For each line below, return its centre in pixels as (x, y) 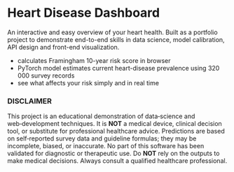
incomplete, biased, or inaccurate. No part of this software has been (106, 146)
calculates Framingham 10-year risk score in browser (94, 60)
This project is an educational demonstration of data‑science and (101, 116)
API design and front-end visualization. (63, 47)
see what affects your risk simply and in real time (88, 83)
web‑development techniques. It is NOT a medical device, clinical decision (115, 124)
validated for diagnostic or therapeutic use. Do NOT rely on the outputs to (113, 153)
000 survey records (46, 76)
